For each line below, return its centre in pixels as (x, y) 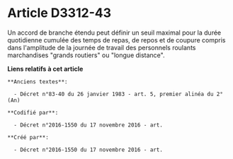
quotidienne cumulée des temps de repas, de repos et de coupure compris (116, 40)
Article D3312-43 (59, 13)
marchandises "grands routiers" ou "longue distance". (86, 55)
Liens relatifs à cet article (45, 69)
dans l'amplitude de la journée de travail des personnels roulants (102, 47)
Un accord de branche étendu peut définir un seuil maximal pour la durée (114, 33)
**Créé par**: (28, 137)
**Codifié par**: (33, 112)
